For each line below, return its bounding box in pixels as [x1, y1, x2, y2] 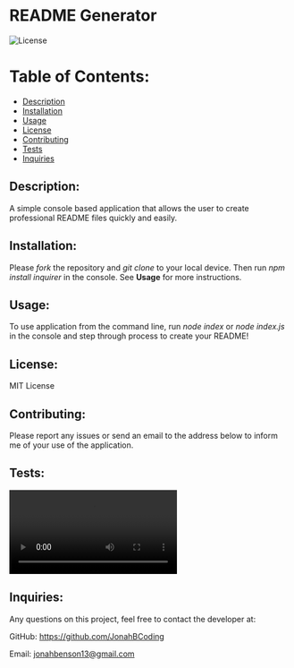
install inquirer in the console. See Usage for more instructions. [9, 271, 242, 282]
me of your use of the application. [9, 440, 134, 450]
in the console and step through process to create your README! [9, 330, 249, 341]
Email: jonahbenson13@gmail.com [9, 648, 136, 659]
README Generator [9, 5, 157, 26]
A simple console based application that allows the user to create [9, 202, 250, 213]
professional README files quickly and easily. [9, 212, 178, 223]
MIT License [9, 381, 55, 391]
